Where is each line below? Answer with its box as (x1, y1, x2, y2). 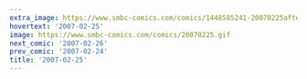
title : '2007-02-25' (9, 55, 89, 64)
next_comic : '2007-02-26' (9, 38, 108, 48)
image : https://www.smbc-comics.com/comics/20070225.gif (9, 30, 231, 39)
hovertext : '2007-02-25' (9, 22, 104, 31)
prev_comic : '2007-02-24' (9, 47, 108, 56)
